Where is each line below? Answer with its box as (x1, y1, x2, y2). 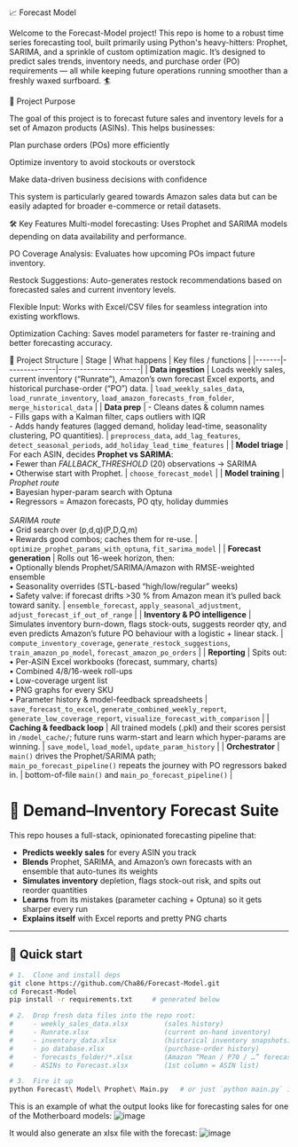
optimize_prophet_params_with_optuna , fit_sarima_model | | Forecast (9, 544, 262, 554)
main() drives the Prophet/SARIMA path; (9, 750, 157, 761)
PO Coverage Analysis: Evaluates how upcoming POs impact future (9, 248, 255, 259)
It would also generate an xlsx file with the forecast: (9, 1127, 198, 1138)
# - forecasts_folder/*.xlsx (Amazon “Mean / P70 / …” (9, 1052, 260, 1062)
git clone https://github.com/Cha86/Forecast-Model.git (9, 978, 220, 987)
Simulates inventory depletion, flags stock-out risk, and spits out (21, 875, 262, 885)
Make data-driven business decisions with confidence (9, 174, 208, 185)
